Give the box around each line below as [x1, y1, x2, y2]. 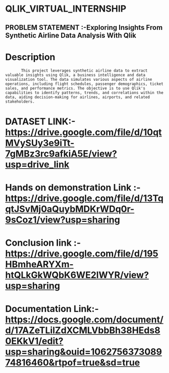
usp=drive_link [5, 159, 70, 170]
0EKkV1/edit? [5, 336, 64, 347]
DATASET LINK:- [5, 116, 76, 127]
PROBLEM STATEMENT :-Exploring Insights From [5, 23, 163, 32]
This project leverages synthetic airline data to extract [21, 68, 148, 73]
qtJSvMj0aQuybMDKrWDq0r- [5, 203, 135, 215]
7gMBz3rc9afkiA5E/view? [5, 148, 118, 159]
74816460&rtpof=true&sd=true [5, 357, 140, 368]
